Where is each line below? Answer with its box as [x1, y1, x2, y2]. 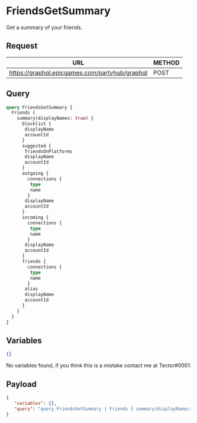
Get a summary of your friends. [6, 24, 83, 31]
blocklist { [21, 121, 51, 127]
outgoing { [21, 171, 49, 177]
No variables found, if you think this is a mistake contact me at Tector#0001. [6, 362, 192, 369]
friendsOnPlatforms [24, 148, 73, 155]
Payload [6, 379, 37, 389]
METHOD [153, 58, 180, 66]
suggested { [21, 143, 51, 149]
